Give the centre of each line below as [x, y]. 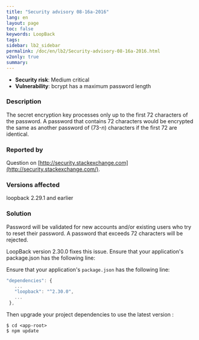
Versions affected [33, 185]
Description [24, 101]
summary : [17, 62]
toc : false [20, 29]
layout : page [23, 23]
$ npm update [23, 331]
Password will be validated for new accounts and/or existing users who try [99, 226]
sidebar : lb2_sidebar [33, 46]
